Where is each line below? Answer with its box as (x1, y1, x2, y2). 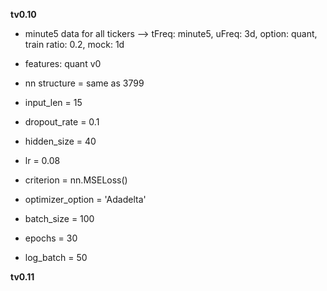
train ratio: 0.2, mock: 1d (24, 39, 125, 50)
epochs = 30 (24, 232, 78, 244)
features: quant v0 (24, 58, 102, 69)
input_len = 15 (24, 97, 83, 108)
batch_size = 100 (24, 213, 95, 224)
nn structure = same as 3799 (24, 77, 145, 89)
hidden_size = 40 (24, 135, 97, 147)
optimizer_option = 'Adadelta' (24, 194, 147, 205)
